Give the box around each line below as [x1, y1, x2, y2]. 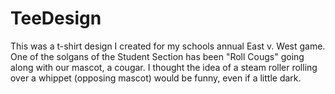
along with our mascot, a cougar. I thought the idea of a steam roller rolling [10, 61, 318, 73]
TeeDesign [10, 7, 102, 30]
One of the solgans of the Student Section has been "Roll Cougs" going [10, 50, 305, 62]
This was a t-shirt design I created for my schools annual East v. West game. [10, 40, 326, 52]
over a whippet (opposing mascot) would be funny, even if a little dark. [10, 72, 302, 84]
